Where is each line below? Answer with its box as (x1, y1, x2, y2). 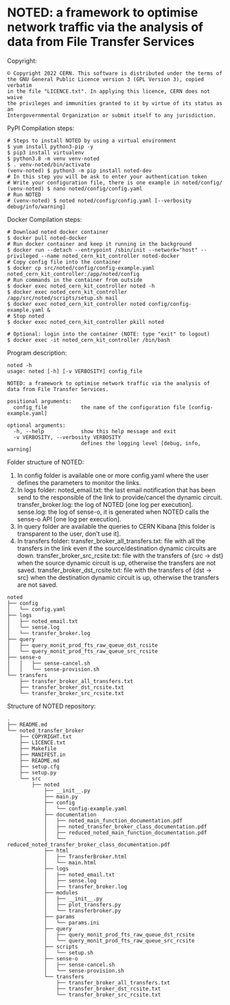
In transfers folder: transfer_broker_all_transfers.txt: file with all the (16, 536, 206, 545)
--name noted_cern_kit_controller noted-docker (41, 252, 180, 259)
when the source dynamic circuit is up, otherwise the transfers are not (16, 558, 216, 567)
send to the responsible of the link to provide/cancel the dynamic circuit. (16, 493, 222, 501)
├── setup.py (19, 769, 57, 776)
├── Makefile (19, 745, 57, 752)
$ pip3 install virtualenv (7, 149, 84, 156)
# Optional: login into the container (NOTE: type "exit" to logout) (7, 331, 211, 338)
